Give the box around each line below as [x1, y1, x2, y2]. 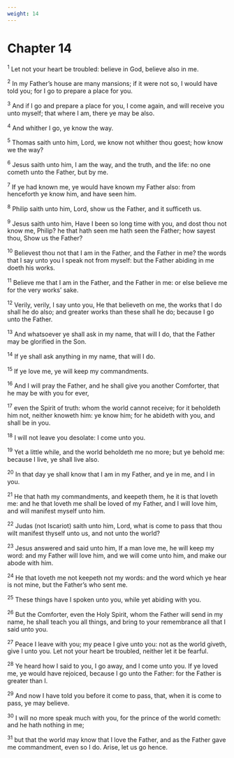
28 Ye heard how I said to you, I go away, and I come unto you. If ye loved [7, 661, 219, 670]
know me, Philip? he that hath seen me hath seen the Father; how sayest [7, 226, 216, 235]
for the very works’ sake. [7, 286, 79, 294]
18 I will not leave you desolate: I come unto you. [7, 432, 146, 442]
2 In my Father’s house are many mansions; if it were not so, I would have [7, 78, 218, 87]
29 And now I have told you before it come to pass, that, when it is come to [7, 690, 222, 699]
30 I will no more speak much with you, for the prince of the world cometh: [7, 712, 221, 722]
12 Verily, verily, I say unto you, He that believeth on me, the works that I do [7, 299, 222, 309]
